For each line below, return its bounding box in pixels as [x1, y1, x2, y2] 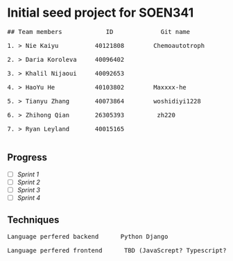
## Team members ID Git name [7, 28, 191, 35]
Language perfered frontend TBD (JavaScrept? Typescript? [7, 246, 227, 254]
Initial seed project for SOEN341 [7, 5, 194, 21]
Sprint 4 [17, 193, 41, 202]
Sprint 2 [17, 178, 40, 186]
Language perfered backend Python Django [7, 233, 169, 240]
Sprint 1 [17, 170, 40, 178]
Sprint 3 [17, 185, 40, 194]
